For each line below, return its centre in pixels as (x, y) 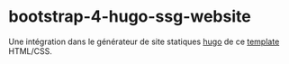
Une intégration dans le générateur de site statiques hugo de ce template (144, 41)
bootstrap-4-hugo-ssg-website (130, 17)
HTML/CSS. (31, 50)
